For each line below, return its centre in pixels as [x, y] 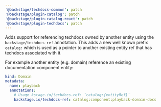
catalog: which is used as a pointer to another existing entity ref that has [79, 48]
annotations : [23, 90]
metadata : [15, 81]
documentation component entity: [39, 68]
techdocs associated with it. [34, 53]
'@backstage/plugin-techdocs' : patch [44, 23]
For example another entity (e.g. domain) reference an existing [68, 62]
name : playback [25, 86]
